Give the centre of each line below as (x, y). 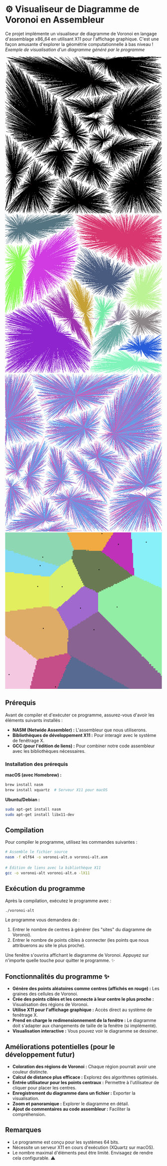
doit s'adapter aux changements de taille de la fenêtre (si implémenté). (85, 1026)
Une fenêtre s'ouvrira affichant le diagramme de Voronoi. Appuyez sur (77, 955)
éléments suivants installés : (34, 720)
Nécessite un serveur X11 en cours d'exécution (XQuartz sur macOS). (83, 1147)
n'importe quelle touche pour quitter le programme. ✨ (60, 961)
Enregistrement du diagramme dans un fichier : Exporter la (74, 1093)
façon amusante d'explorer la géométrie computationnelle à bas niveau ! (79, 44)
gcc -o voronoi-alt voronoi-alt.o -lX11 (48, 873)
